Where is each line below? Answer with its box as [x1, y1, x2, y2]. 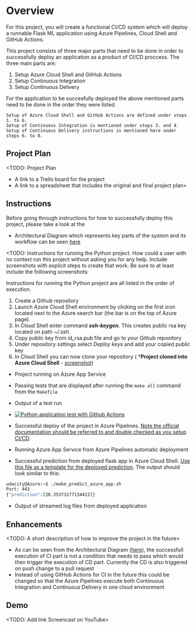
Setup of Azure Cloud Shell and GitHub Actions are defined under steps [6, 112, 187, 118]
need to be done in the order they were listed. [6, 101, 116, 108]
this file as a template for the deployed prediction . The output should [14, 464, 180, 471]
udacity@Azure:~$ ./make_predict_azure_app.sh [6, 481, 122, 487]
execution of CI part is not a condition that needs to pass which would [14, 552, 183, 560]
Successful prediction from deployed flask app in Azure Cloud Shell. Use [14, 457, 190, 464]
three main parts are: [6, 60, 57, 67]
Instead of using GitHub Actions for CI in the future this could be [14, 571, 170, 578]
